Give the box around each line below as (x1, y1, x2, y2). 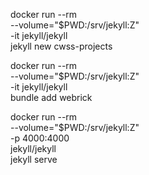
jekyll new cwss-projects (10, 40, 113, 52)
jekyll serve (10, 154, 58, 165)
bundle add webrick (10, 92, 93, 103)
